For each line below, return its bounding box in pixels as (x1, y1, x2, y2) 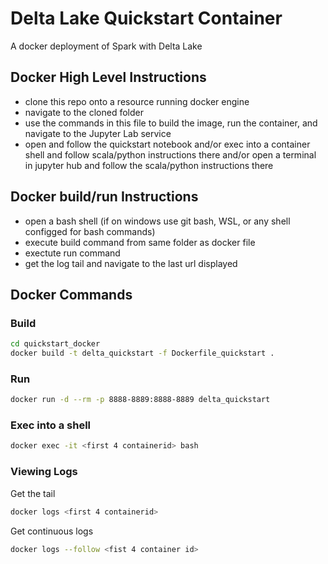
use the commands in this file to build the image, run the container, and (24, 117, 318, 129)
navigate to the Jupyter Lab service (24, 127, 172, 139)
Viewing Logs (10, 465, 78, 479)
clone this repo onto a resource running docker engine (24, 95, 250, 107)
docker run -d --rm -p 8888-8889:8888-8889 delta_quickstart (10, 395, 271, 405)
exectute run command (24, 247, 121, 259)
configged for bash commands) (24, 225, 156, 237)
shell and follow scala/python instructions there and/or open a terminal (24, 148, 317, 161)
